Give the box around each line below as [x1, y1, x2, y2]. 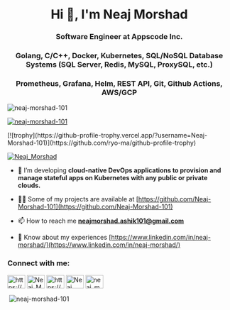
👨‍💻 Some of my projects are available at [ [17, 195, 139, 204]
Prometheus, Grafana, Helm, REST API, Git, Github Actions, [15, 78, 224, 88]
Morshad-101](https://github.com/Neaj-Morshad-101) [17, 202, 173, 211]
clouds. [17, 181, 41, 190]
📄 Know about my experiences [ [17, 233, 111, 242]
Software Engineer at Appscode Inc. [55, 32, 183, 42]
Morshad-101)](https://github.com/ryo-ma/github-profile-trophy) [7, 138, 197, 148]
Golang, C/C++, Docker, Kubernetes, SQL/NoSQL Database [15, 51, 224, 61]
